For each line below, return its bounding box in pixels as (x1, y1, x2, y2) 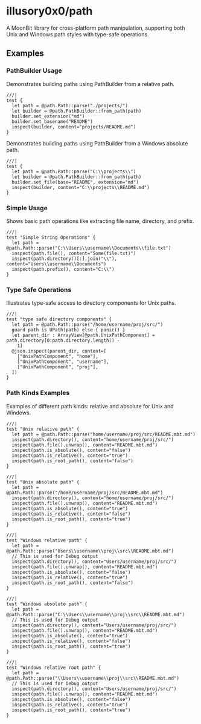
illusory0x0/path (6, 4, 93, 18)
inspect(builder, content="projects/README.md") (11, 124, 136, 130)
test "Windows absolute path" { (6, 601, 88, 607)
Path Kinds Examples (6, 389, 70, 397)
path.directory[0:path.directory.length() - (6, 337, 120, 344)
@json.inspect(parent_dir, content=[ (11, 348, 107, 354)
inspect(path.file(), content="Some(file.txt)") (11, 250, 136, 256)
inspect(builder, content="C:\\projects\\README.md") (11, 184, 150, 190)
